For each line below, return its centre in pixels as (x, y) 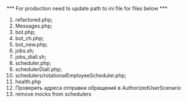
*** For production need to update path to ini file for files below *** (87, 8)
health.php (28, 82)
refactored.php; (34, 20)
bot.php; (25, 32)
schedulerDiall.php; (38, 69)
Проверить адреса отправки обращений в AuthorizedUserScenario (98, 88)
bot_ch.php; (29, 38)
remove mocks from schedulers (53, 94)
